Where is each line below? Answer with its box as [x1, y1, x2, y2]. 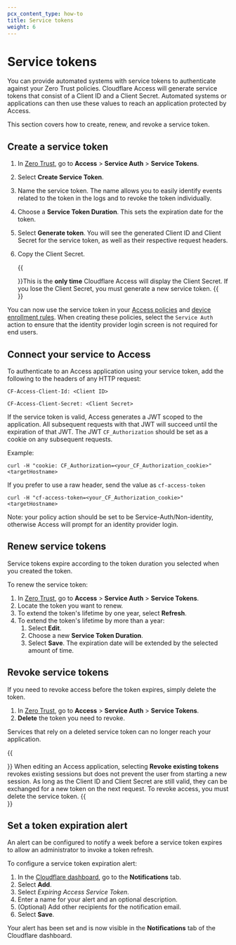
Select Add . [17, 880, 52, 889]
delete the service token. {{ [7, 792, 86, 800]
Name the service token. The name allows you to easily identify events [17, 187, 223, 195]
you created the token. [7, 566, 73, 575]
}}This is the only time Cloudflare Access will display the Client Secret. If [17, 277, 228, 285]
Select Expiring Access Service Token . [17, 888, 130, 897]
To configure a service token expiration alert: [7, 859, 137, 868]
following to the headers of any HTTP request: [7, 374, 142, 383]
